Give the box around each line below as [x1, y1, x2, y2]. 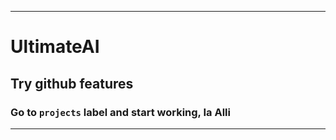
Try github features [10, 75, 134, 92]
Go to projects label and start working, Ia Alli [10, 105, 231, 119]
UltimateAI [10, 36, 100, 58]
